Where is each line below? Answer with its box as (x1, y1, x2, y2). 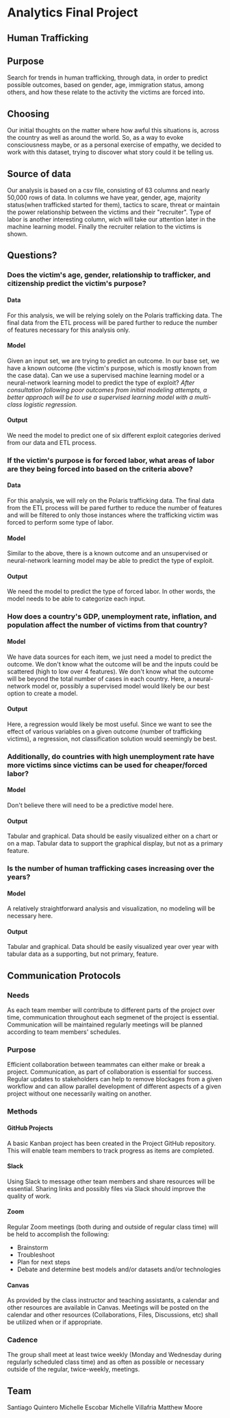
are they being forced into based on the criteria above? (7, 464, 193, 474)
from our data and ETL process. (7, 438, 97, 446)
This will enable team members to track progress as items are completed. (7, 1146, 214, 1155)
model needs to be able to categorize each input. (7, 594, 146, 603)
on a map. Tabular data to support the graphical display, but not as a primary (7, 839, 223, 848)
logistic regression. (23, 400, 77, 409)
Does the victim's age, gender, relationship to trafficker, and (7, 270, 211, 280)
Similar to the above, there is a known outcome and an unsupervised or (7, 549, 208, 557)
